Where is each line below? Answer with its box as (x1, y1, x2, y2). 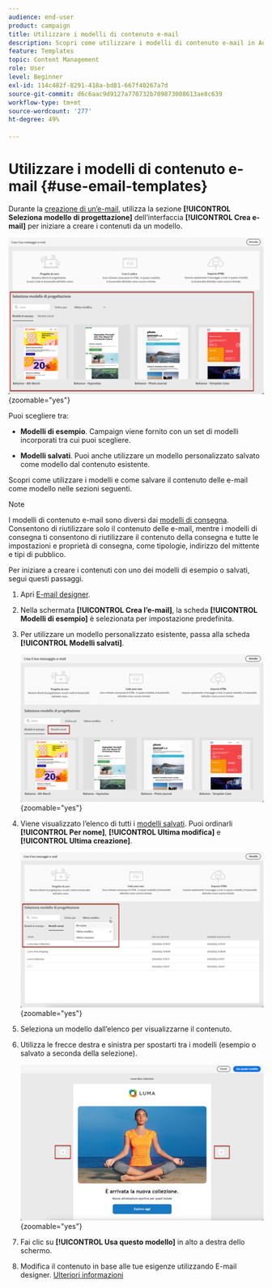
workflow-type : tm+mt (8, 98, 82, 107)
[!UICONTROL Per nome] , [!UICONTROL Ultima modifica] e (19, 827, 221, 837)
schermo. (19, 1245, 53, 1255)
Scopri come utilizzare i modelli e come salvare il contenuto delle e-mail (8, 475, 249, 485)
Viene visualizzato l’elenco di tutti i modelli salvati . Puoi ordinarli (19, 818, 233, 828)
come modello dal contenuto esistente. (19, 460, 151, 470)
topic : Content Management (8, 56, 100, 64)
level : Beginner (8, 73, 63, 81)
